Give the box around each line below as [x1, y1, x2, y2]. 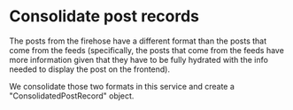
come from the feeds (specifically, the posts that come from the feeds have [9, 44, 285, 55]
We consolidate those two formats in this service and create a [9, 81, 235, 91]
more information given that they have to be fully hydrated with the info [9, 54, 268, 65]
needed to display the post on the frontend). [9, 64, 171, 75]
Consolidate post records [9, 6, 200, 27]
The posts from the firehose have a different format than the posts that [9, 35, 267, 46]
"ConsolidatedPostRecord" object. [9, 90, 135, 101]
